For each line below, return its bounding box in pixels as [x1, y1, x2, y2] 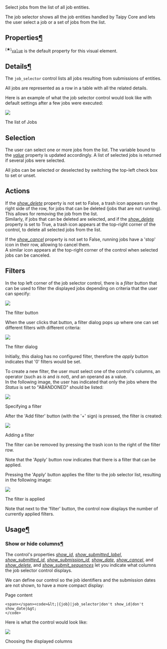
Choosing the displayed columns [5, 639, 73, 645]
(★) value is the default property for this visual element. [5, 47, 118, 54]
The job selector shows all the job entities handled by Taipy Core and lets [5, 14, 156, 19]
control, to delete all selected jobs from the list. [5, 227, 102, 233]
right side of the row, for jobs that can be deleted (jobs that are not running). [5, 205, 162, 211]
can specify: [5, 291, 31, 297]
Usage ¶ [5, 525, 30, 534]
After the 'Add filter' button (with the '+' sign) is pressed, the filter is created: [5, 413, 163, 419]
